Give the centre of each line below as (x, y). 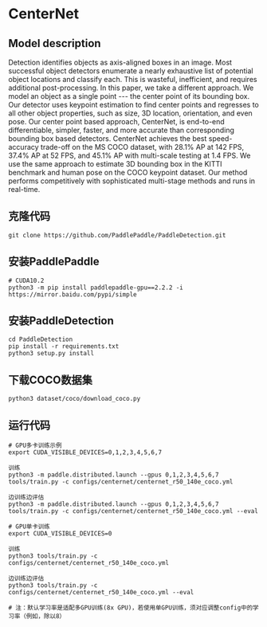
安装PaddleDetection (61, 321)
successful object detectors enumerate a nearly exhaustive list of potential (131, 71)
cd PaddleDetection (41, 339)
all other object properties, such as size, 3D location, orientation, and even (130, 113)
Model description (55, 43)
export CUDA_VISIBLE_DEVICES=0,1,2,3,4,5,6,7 (85, 453)
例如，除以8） (46, 617)
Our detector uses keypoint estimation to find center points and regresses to (133, 105)
